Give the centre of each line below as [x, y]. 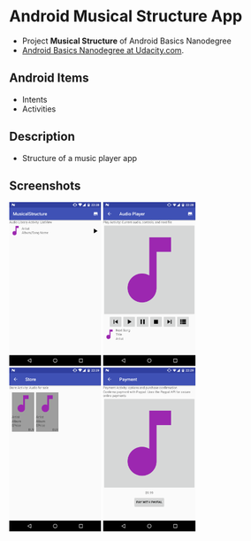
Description [42, 137]
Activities [39, 109]
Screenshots [45, 185]
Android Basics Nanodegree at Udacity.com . [103, 50]
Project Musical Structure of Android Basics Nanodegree [126, 41]
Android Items [49, 78]
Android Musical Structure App [126, 16]
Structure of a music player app [80, 158]
